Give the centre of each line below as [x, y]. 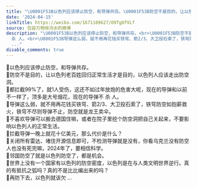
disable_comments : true [35, 50]
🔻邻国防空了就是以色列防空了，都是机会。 [57, 155]
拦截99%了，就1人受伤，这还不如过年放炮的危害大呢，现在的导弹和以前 [101, 89]
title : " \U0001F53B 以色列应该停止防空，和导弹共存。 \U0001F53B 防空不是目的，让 [95, 11]
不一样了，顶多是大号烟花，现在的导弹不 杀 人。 [64, 96]
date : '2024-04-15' [30, 17]
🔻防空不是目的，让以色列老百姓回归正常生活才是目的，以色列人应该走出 [93, 75]
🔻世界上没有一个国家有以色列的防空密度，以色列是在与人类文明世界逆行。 [95, 163]
